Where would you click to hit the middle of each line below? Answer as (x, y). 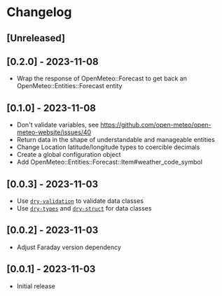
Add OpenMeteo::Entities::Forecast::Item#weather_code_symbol (109, 162)
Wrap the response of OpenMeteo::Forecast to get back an (102, 78)
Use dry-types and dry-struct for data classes (84, 209)
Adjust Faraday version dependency (69, 247)
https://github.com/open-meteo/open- (156, 125)
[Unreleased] (36, 38)
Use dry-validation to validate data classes (80, 201)
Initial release (36, 286)
